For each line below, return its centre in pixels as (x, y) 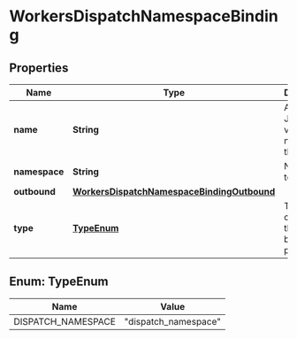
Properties (39, 68)
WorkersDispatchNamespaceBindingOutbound (174, 192)
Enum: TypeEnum (59, 282)
